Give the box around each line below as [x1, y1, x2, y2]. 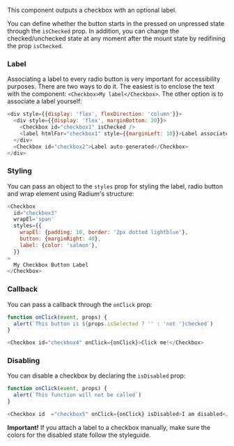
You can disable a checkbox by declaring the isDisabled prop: [7, 371, 186, 380]
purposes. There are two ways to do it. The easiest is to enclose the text [7, 82, 214, 91]
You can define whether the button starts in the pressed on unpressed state [7, 20, 225, 27]
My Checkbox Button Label [13, 261, 89, 268]
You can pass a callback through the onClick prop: [7, 300, 153, 309]
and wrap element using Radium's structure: [7, 189, 134, 198]
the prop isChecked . [7, 42, 63, 50]
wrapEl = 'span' [13, 216, 54, 223]
